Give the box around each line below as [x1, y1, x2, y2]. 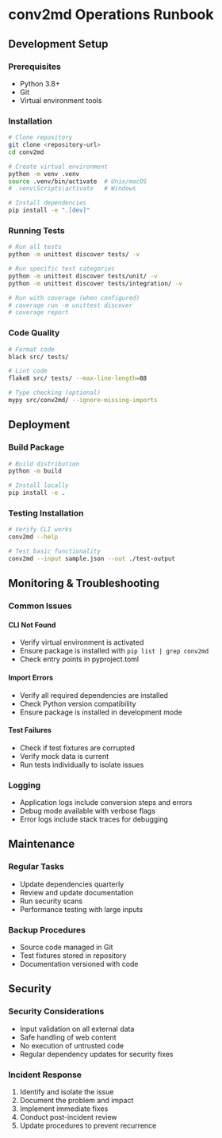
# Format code [8, 345, 55, 354]
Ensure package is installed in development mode [19, 707, 182, 717]
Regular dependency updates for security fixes [19, 1049, 174, 1059]
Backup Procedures [8, 924, 86, 935]
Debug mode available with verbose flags [19, 807, 156, 816]
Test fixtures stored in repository [19, 951, 127, 960]
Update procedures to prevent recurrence [19, 1121, 157, 1131]
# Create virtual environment [8, 163, 109, 171]
